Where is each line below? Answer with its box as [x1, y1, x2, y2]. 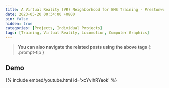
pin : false [5, 16, 28, 21]
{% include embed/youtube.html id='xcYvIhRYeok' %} [5, 77, 117, 83]
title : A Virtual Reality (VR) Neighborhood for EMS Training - [5, 7, 143, 12]
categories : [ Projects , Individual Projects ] [5, 26, 102, 31]
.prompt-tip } [17, 49, 44, 55]
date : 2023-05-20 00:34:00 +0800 [5, 12, 75, 17]
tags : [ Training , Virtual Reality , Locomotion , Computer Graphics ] [5, 30, 150, 35]
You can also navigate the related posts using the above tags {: [17, 44, 152, 50]
